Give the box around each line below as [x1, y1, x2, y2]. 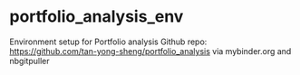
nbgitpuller [9, 55, 50, 66]
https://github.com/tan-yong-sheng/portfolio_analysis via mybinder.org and [9, 45, 292, 56]
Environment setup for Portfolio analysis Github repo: [9, 36, 208, 47]
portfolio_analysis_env [9, 6, 184, 27]
